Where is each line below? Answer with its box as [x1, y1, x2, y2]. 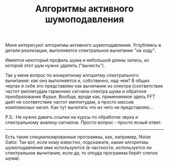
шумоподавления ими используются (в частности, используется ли [5, 144, 152, 151]
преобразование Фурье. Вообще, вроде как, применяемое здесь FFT [5, 94, 155, 100]
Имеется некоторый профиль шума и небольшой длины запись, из [5, 57, 149, 63]
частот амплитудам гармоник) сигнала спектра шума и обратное [5, 89, 147, 95]
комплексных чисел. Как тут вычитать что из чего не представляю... [5, 104, 153, 111]
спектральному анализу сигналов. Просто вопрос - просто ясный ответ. [5, 119, 162, 126]
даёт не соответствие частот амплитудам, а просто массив [5, 99, 134, 105]
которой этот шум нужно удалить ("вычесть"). [5, 62, 106, 68]
